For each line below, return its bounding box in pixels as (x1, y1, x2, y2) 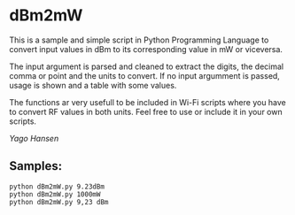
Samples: (9, 158, 63, 173)
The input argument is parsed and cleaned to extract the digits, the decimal (9, 61, 284, 72)
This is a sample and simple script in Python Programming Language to (9, 35, 269, 45)
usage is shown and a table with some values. (9, 80, 177, 90)
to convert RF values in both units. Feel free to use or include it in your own (9, 106, 283, 117)
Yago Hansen (9, 133, 59, 143)
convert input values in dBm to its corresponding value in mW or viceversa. (9, 43, 283, 54)
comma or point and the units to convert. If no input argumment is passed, (9, 70, 281, 81)
